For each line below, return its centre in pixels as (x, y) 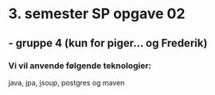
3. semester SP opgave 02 (97, 14)
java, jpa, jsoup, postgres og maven (66, 82)
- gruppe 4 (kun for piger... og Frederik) (108, 43)
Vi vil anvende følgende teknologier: (80, 66)
